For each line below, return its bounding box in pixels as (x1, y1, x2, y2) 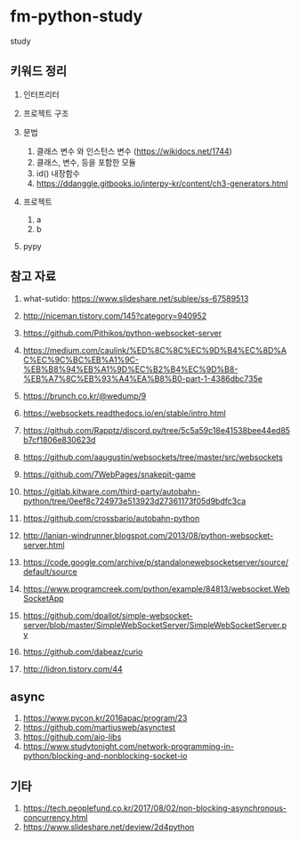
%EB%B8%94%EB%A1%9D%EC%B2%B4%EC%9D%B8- (22, 363, 238, 375)
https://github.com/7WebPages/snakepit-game (22, 469, 197, 480)
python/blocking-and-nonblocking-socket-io (22, 750, 188, 762)
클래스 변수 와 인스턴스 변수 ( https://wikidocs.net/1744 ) (36, 145, 232, 157)
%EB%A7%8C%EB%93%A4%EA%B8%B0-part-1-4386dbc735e (22, 373, 263, 384)
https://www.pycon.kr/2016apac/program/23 (22, 713, 188, 724)
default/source (22, 566, 78, 577)
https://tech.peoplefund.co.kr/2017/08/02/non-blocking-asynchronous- (22, 803, 287, 813)
